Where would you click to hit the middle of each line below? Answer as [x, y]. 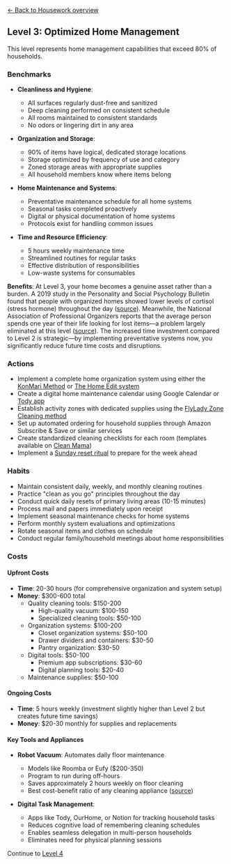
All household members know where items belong [99, 174]
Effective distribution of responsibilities [83, 266]
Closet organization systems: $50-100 [93, 632]
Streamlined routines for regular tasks [82, 258]
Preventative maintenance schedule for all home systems [110, 202]
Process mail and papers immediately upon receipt [90, 508]
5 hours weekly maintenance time [76, 251]
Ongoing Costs [30, 693]
